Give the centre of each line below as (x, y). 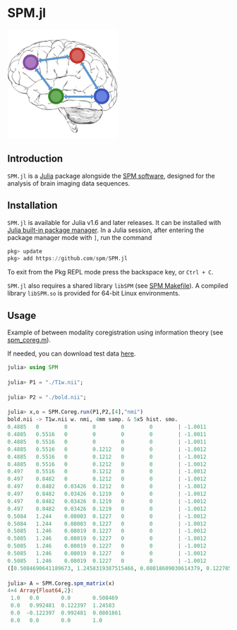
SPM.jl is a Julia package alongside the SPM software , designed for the (111, 176)
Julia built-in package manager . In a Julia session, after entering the (106, 230)
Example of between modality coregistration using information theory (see (115, 332)
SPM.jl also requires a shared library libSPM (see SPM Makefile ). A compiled (118, 286)
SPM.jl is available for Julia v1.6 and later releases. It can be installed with (114, 222)
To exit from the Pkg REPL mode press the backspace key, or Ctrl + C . (110, 272)
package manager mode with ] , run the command (80, 237)
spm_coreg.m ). (29, 340)
